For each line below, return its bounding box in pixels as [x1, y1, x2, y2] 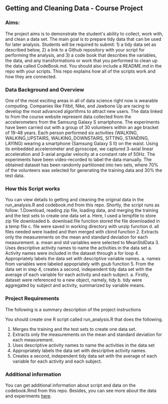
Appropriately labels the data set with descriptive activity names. [12, 348, 147, 354]
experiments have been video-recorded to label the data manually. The [5, 156, 152, 162]
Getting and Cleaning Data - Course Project [5, 4, 143, 13]
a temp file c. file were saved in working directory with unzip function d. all [5, 223, 159, 229]
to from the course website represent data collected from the [5, 113, 131, 120]
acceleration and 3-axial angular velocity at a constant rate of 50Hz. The [5, 151, 155, 157]
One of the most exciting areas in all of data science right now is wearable [5, 97, 158, 103]
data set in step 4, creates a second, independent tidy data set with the [5, 266, 152, 272]
